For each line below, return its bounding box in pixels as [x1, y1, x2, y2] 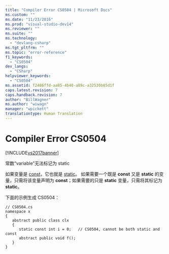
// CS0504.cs [5, 204, 33, 209]
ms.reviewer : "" [5, 26, 40, 31]
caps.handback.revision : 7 [5, 92, 62, 97]
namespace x [5, 209, 30, 214]
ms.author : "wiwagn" [5, 102, 49, 107]
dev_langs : [5, 64, 28, 69]
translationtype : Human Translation [5, 111, 83, 117]
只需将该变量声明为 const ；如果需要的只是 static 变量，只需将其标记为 [14, 177, 162, 183]
